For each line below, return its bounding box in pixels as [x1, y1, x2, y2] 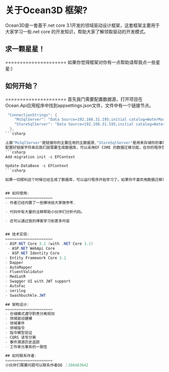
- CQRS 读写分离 [5, 335, 36, 340]
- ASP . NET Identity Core [7, 250, 59, 255]
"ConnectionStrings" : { [7, 112, 57, 118]
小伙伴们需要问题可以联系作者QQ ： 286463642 [5, 363, 89, 368]
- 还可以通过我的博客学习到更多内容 [5, 218, 70, 224]
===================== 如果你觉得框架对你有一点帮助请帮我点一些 [5, 59, 156, 65]
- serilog [5, 288, 26, 293]
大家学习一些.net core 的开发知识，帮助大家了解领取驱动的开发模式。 [5, 28, 148, 34]
